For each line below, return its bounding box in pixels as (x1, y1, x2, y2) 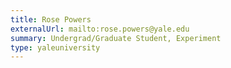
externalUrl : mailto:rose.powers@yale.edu (10, 24, 190, 34)
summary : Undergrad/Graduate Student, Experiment (10, 33, 222, 43)
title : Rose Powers (10, 14, 92, 25)
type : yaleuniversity (10, 42, 101, 53)
